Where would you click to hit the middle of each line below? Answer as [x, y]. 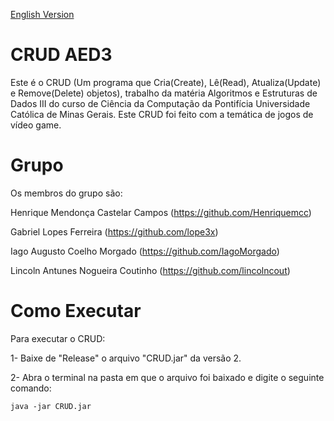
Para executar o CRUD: [58, 338]
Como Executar [76, 311]
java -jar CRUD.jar [51, 406]
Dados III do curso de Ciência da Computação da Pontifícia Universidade [160, 103]
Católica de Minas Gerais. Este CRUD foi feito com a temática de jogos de [162, 114]
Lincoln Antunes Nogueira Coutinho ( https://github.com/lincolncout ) [150, 270]
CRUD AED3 [61, 55]
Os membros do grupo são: [66, 193]
